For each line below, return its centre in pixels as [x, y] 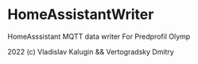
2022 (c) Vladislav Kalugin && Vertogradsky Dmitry [91, 51]
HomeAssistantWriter [81, 15]
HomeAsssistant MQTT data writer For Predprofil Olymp [99, 36]
